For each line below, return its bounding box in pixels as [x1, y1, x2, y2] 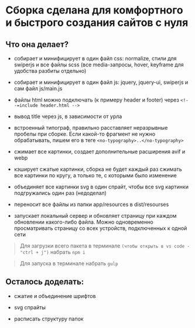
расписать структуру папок [13, 315, 84, 322]
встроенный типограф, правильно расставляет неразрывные [13, 124, 168, 131]
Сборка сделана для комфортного [5, 4, 183, 17]
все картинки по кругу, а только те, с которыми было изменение [13, 172, 177, 179]
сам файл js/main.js [13, 85, 63, 92]
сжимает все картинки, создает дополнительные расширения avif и [13, 148, 186, 155]
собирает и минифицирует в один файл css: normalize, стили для [13, 55, 177, 62]
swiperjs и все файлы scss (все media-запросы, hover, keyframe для [13, 61, 184, 68]
